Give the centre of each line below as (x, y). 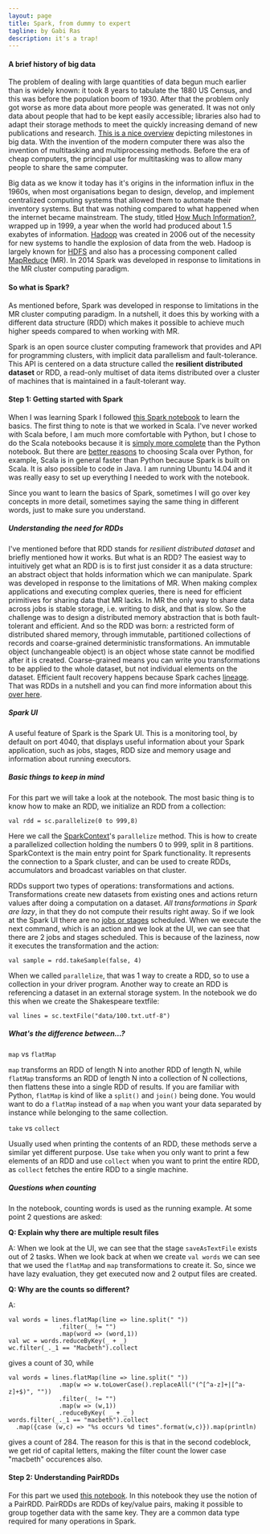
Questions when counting (52, 1188)
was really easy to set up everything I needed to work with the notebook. (129, 477)
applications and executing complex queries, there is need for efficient (125, 591)
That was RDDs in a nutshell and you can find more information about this (130, 685)
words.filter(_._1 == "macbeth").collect (79, 1420)
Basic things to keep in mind (57, 777)
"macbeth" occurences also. (55, 1459)
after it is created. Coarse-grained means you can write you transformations (134, 660)
